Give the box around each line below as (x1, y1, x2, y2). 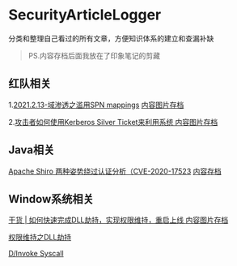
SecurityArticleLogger (8, 6, 162, 24)
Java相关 (8, 144, 55, 157)
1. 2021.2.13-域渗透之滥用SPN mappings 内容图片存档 (8, 100, 184, 109)
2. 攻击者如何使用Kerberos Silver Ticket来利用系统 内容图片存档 (8, 117, 218, 127)
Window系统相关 (8, 192, 95, 206)
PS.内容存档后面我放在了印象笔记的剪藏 (28, 50, 160, 60)
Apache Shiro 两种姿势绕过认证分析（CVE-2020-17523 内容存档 (8, 166, 222, 176)
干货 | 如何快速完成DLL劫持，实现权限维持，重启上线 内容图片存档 (8, 215, 229, 225)
